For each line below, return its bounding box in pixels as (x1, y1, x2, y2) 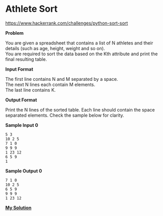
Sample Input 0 (5, 122, 38, 128)
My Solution (5, 204, 32, 210)
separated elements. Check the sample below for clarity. (5, 112, 124, 118)
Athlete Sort (5, 3, 58, 15)
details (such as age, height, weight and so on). (5, 45, 105, 51)
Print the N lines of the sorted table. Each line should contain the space (5, 106, 155, 113)
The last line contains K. (5, 87, 56, 93)
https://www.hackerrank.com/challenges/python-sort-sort (5, 20, 128, 26)
